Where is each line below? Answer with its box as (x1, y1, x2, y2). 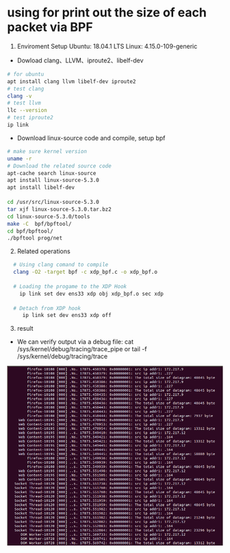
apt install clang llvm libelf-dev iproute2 (7, 78, 136, 85)
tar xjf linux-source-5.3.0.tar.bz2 (7, 206, 112, 213)
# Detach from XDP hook (13, 305, 81, 311)
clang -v (7, 93, 32, 99)
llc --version (7, 107, 48, 114)
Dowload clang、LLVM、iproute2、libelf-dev (16, 56, 144, 64)
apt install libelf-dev (7, 184, 75, 191)
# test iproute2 (7, 115, 53, 121)
